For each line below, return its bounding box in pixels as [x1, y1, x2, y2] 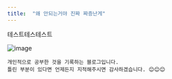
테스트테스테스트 [7, 30, 53, 38]
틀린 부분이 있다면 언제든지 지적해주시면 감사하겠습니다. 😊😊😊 [7, 66, 166, 73]
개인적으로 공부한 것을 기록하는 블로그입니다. [7, 58, 119, 66]
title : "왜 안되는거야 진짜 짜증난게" [7, 10, 106, 17]
